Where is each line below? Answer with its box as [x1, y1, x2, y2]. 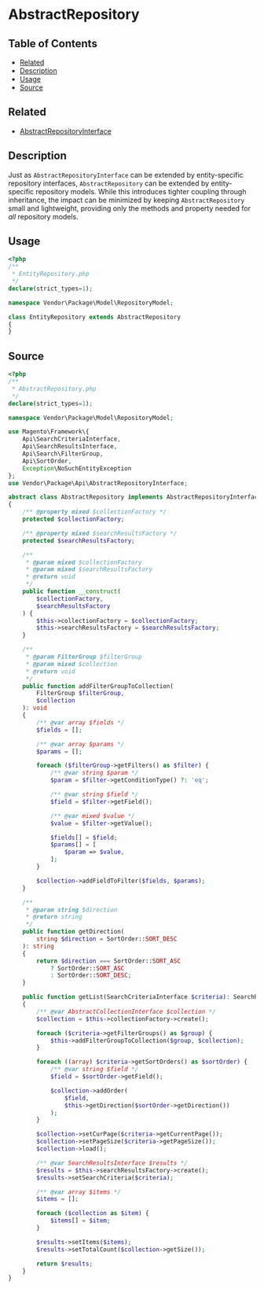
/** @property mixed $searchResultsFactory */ [22, 529, 178, 537]
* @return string [25, 913, 82, 921]
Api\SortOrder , [22, 457, 72, 465]
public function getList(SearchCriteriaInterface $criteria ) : [22, 993, 230, 1001]
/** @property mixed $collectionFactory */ [22, 508, 167, 516]
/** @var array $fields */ [36, 718, 125, 727]
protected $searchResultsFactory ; [22, 536, 135, 544]
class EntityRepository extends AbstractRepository [8, 313, 181, 321]
